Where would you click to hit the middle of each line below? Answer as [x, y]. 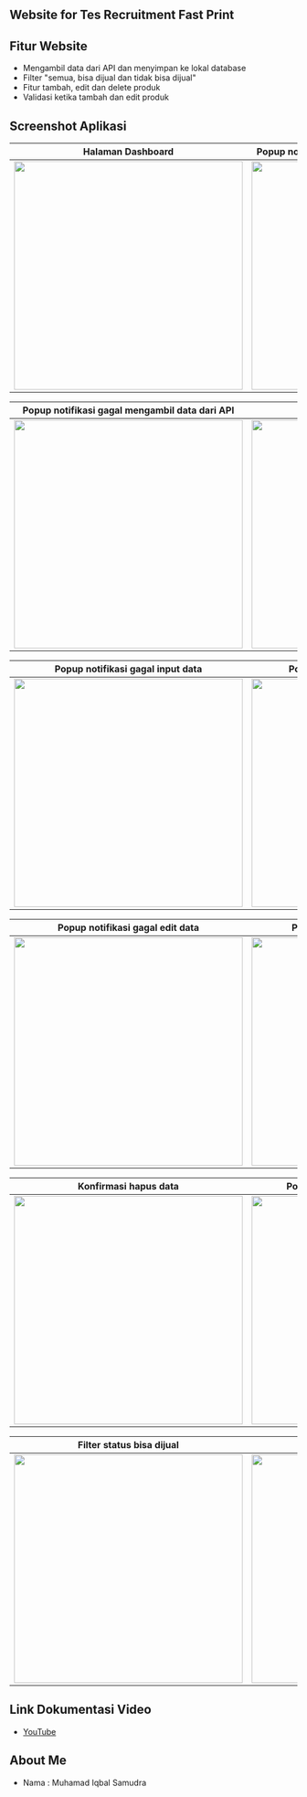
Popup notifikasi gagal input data [128, 669]
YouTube [39, 1731]
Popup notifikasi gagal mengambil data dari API [128, 410]
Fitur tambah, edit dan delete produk [91, 88]
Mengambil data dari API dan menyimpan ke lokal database [134, 69]
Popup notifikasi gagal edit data [128, 928]
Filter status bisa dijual [128, 1445]
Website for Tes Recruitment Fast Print [122, 15]
